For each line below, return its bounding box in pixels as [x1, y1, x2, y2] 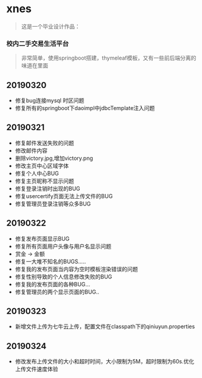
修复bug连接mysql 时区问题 [15, 97, 85, 105]
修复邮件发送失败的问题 [15, 139, 74, 146]
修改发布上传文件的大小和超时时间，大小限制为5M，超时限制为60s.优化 [15, 358, 195, 365]
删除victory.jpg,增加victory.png [15, 154, 93, 162]
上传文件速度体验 [15, 365, 58, 373]
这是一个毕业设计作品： [21, 22, 80, 30]
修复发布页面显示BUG [15, 235, 70, 242]
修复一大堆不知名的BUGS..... [15, 258, 86, 265]
